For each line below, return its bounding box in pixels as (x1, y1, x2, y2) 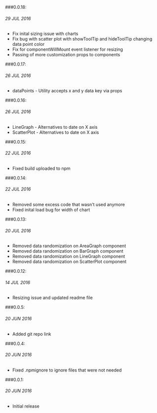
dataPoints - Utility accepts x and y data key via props (12, 88, 122, 94)
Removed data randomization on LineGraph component (12, 254, 125, 260)
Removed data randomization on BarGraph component (12, 248, 123, 254)
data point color (12, 41, 45, 47)
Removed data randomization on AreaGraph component (12, 243, 126, 249)
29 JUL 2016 (5, 15, 31, 21)
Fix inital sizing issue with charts (12, 31, 78, 37)
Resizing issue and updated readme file (12, 295, 93, 300)
